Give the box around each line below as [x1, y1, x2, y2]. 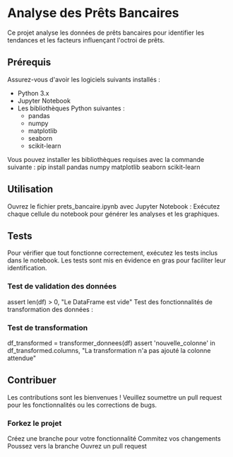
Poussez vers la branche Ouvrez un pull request [7, 442, 147, 451]
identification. [7, 264, 47, 272]
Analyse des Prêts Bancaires [7, 5, 179, 21]
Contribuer [7, 374, 56, 386]
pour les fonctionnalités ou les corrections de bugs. [7, 400, 157, 409]
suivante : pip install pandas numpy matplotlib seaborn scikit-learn [7, 163, 201, 171]
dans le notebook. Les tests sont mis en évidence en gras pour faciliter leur [7, 256, 226, 265]
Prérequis [7, 57, 52, 69]
